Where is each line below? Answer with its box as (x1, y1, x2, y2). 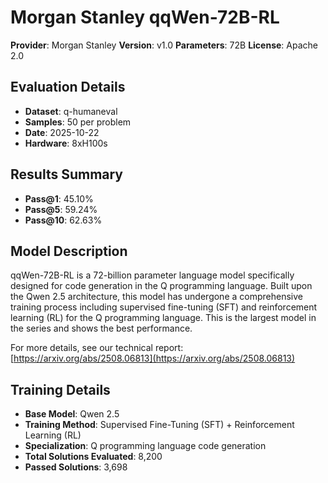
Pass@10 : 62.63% (24, 214, 103, 226)
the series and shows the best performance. (10, 322, 193, 335)
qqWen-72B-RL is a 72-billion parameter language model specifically (10, 269, 295, 281)
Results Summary (10, 166, 124, 183)
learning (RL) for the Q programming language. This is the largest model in (10, 312, 317, 324)
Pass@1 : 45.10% (24, 192, 94, 205)
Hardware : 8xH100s (24, 137, 108, 149)
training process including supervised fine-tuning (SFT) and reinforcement (10, 301, 318, 313)
